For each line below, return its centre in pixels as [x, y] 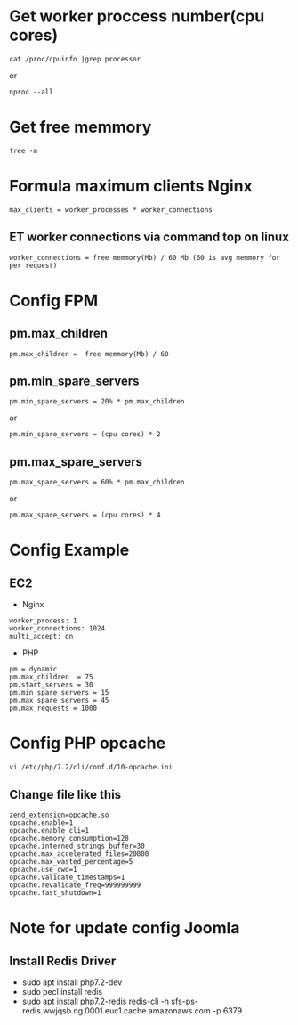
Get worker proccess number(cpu [137, 16]
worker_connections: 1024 [57, 629]
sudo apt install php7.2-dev [72, 982]
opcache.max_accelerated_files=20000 [79, 854]
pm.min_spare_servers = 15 [59, 693]
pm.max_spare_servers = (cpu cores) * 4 [85, 515]
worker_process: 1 [43, 621]
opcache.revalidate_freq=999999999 [75, 885]
